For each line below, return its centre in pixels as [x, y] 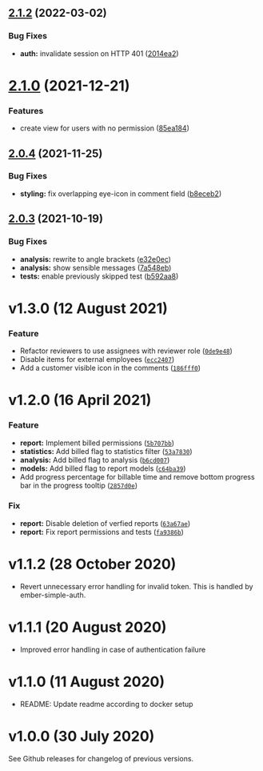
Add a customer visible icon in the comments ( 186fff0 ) [110, 368]
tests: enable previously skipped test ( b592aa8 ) [99, 276]
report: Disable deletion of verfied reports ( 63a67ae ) [105, 523]
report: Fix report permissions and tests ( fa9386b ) [102, 532]
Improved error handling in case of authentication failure [113, 649]
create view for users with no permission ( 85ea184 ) [104, 128]
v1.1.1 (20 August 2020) [88, 627]
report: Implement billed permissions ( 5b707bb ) [97, 443]
